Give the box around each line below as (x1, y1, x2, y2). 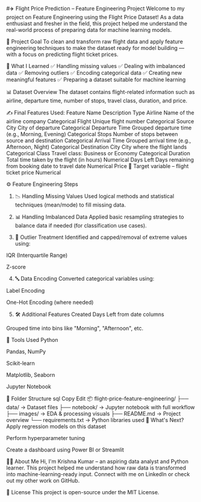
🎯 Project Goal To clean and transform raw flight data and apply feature (6, 38, 184, 45)
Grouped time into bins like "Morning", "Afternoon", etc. (6, 324, 144, 332)
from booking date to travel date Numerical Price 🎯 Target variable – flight (6, 163, 189, 170)
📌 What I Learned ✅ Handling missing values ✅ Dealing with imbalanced (6, 63, 185, 69)
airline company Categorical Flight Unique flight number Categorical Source (6, 118, 194, 125)
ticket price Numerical (6, 169, 61, 176)
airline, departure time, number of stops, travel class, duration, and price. (6, 97, 188, 104)
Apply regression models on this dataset (6, 423, 107, 430)
